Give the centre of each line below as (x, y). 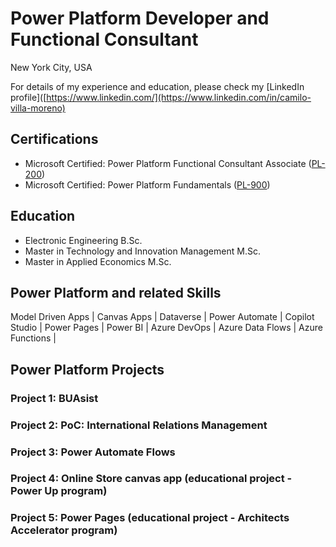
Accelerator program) (64, 530)
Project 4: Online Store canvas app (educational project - (151, 479)
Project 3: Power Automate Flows (93, 452)
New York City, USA (51, 67)
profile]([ (28, 97)
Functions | (33, 338)
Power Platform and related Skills (116, 292)
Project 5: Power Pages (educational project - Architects (150, 518)
